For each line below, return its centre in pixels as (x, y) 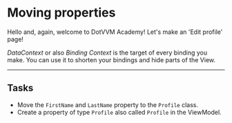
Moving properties (61, 13)
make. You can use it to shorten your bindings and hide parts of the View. (112, 59)
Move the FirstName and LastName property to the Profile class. (108, 104)
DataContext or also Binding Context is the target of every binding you (107, 53)
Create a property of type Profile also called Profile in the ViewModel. (119, 112)
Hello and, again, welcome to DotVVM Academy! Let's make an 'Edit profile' (115, 32)
